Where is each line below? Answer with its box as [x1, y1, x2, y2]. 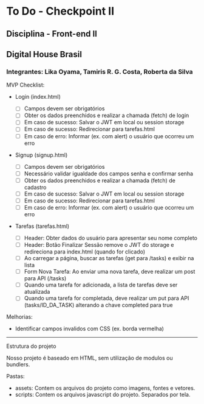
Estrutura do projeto [6, 342, 56, 350]
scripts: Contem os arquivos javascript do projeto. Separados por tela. [15, 391, 191, 399]
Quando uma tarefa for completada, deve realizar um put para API [24, 294, 189, 302]
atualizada [24, 288, 50, 296]
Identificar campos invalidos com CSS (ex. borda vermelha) [15, 325, 164, 333]
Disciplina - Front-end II [6, 29, 97, 39]
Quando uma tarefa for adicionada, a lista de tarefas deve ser [24, 282, 178, 289]
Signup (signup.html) [15, 151, 68, 158]
